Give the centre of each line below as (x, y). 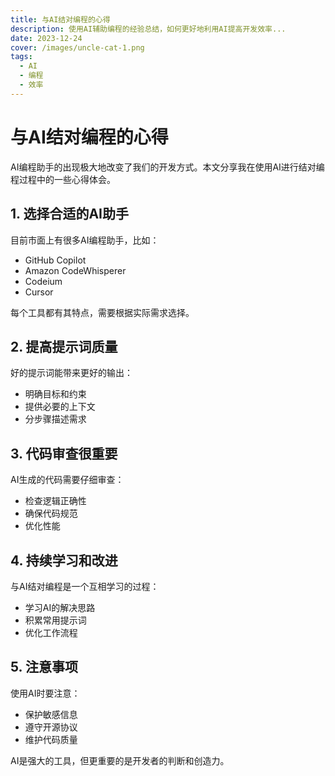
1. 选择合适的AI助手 (69, 214)
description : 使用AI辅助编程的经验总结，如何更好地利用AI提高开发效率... (148, 29)
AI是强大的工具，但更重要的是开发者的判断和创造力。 (120, 760)
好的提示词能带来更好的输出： (71, 373)
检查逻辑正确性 (55, 501)
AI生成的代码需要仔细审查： (67, 480)
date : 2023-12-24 (46, 38)
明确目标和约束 (55, 394)
